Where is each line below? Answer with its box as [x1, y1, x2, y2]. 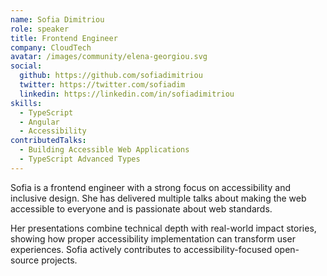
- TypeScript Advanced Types [19, 154, 141, 164]
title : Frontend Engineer [10, 33, 118, 43]
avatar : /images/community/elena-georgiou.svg [10, 52, 208, 62]
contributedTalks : [10, 136, 87, 146]
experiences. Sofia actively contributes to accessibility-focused [10, 243, 273, 255]
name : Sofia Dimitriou [10, 14, 105, 25]
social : [10, 61, 43, 71]
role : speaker [10, 24, 70, 34]
